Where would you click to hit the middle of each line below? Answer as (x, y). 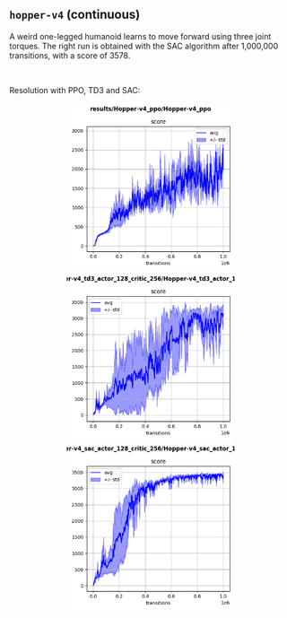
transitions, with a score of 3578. (70, 55)
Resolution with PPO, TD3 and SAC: (75, 90)
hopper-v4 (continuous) (75, 15)
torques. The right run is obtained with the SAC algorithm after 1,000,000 (144, 46)
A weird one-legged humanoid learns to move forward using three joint (140, 36)
